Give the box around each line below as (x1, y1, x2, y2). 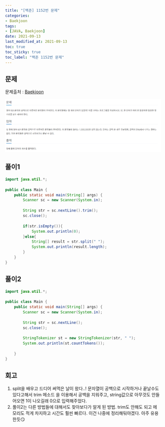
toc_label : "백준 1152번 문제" (5, 55, 64, 60)
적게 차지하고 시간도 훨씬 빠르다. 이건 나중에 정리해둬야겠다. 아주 (25, 410, 150, 416)
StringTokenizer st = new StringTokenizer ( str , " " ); (23, 336, 136, 341)
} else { (23, 234, 37, 239)
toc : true (5, 44, 26, 49)
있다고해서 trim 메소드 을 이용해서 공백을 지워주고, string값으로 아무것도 (12, 391, 151, 397)
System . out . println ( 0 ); (31, 229, 81, 234)
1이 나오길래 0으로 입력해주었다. (25, 397, 87, 404)
